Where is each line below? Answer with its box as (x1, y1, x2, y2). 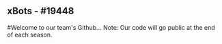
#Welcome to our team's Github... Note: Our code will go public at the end (7, 23, 215, 31)
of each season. (7, 30, 53, 39)
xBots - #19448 (7, 5, 74, 17)
